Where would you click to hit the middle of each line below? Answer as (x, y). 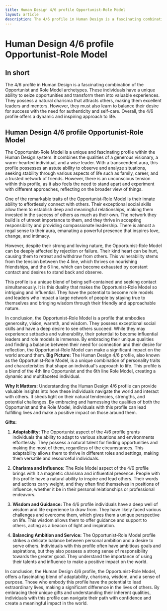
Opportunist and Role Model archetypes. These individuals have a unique (80, 90)
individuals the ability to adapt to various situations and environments (83, 437)
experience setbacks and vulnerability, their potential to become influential (82, 334)
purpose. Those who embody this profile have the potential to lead (73, 582)
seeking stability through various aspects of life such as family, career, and (82, 173)
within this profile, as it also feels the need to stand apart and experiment (80, 184)
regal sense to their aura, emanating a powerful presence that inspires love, (83, 231)
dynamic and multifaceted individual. (43, 376)
